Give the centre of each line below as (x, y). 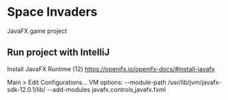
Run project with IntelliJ (58, 52)
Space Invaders (52, 12)
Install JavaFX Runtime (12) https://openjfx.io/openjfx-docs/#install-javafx (111, 68)
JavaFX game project (37, 31)
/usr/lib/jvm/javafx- (195, 82)
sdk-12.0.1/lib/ (26, 89)
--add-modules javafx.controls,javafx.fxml (106, 89)
